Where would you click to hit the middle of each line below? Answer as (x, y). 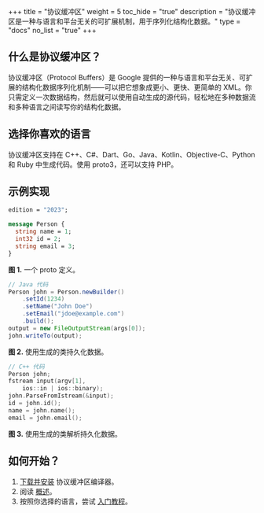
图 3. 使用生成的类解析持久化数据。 (65, 434)
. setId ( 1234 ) (44, 299)
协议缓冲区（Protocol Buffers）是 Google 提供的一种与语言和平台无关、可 (127, 77)
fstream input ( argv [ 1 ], (47, 381)
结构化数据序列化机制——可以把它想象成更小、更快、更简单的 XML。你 (137, 87)
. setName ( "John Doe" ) (57, 306)
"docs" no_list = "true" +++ (52, 30)
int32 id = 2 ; (38, 239)
